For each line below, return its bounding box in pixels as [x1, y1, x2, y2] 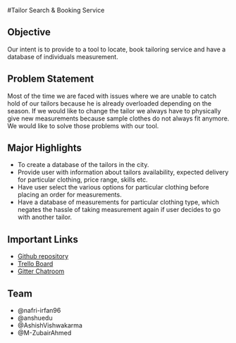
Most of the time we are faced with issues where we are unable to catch [7, 92, 217, 100]
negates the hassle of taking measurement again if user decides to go [17, 206, 221, 214]
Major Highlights [7, 142, 82, 154]
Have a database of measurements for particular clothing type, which [17, 198, 220, 206]
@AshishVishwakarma [17, 321, 83, 330]
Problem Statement [7, 73, 94, 85]
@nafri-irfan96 [17, 306, 61, 315]
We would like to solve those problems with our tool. [7, 121, 159, 130]
